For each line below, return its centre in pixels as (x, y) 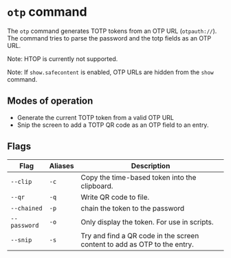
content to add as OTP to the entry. (137, 244)
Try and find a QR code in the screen (140, 235)
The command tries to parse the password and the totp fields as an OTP (109, 38)
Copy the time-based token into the (139, 177)
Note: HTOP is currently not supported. (63, 58)
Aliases (62, 165)
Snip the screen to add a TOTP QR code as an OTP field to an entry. (113, 125)
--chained (26, 208)
